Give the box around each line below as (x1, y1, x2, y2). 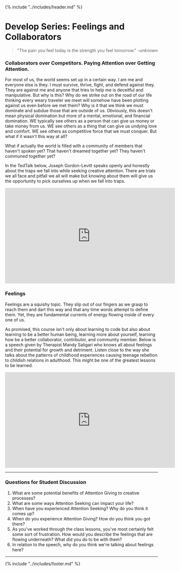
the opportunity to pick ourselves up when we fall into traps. (5, 178, 125, 184)
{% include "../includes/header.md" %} (5, 4, 83, 10)
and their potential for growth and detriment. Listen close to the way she (5, 347, 149, 353)
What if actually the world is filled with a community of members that (5, 143, 143, 149)
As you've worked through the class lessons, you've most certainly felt (12, 526, 154, 532)
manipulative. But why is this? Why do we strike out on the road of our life (5, 92, 152, 98)
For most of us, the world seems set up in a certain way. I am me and (5, 77, 143, 83)
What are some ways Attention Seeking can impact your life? (12, 500, 134, 506)
